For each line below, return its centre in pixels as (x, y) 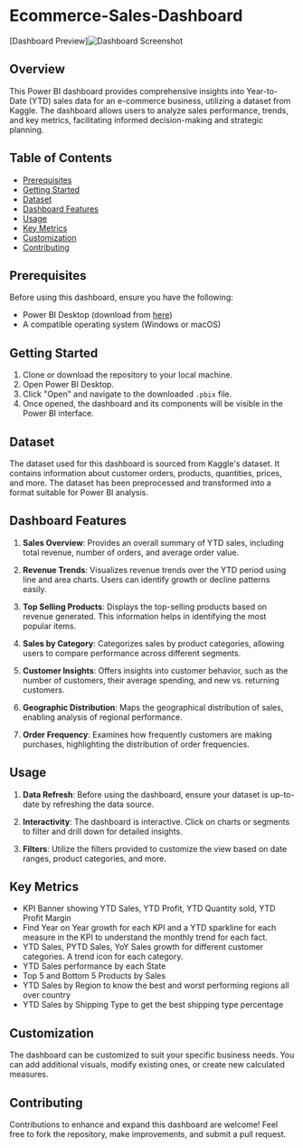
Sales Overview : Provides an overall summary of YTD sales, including (153, 542)
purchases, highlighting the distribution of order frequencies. (136, 744)
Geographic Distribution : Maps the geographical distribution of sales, (153, 707)
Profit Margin (47, 918)
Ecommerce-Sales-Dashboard (126, 16)
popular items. (49, 626)
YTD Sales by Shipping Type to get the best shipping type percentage (153, 1005)
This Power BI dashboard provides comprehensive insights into (127, 91)
